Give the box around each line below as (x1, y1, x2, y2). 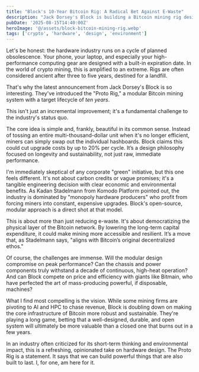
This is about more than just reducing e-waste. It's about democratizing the (6, 217, 190, 225)
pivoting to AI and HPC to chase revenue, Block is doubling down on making (6, 303, 192, 311)
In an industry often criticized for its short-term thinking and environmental (6, 340, 188, 347)
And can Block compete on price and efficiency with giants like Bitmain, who (6, 273, 193, 280)
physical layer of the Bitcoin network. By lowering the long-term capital (6, 224, 179, 231)
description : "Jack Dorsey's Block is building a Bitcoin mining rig (6, 14, 182, 20)
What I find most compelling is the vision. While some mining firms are (6, 297, 178, 304)
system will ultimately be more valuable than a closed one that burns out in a (6, 322, 193, 329)
